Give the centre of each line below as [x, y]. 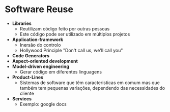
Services [22, 99]
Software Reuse [39, 9]
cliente [27, 93]
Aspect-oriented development [45, 61]
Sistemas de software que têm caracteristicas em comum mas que [90, 83]
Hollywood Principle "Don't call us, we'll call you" [71, 50]
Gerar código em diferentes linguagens [61, 71]
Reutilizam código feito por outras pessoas [65, 28]
